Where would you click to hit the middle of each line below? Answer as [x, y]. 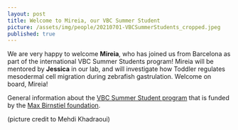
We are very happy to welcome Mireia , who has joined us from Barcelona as [119, 54]
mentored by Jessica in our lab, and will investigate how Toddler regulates [117, 69]
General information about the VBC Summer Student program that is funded [118, 98]
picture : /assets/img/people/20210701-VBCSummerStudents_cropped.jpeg [114, 27]
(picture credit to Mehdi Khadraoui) [59, 119]
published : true [31, 34]
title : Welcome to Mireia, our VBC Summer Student [84, 21]
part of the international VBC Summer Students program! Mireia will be [111, 62]
